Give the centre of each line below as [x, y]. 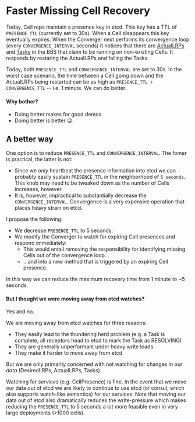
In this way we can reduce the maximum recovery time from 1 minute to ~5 [95, 279]
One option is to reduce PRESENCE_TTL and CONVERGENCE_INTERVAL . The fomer [97, 153]
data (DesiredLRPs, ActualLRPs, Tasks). [54, 371]
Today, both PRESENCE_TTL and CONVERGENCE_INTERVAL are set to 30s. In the [94, 69]
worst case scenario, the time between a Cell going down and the [85, 75]
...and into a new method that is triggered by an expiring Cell [96, 261]
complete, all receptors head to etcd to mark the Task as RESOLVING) [98, 341]
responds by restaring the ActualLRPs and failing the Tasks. [78, 58]
